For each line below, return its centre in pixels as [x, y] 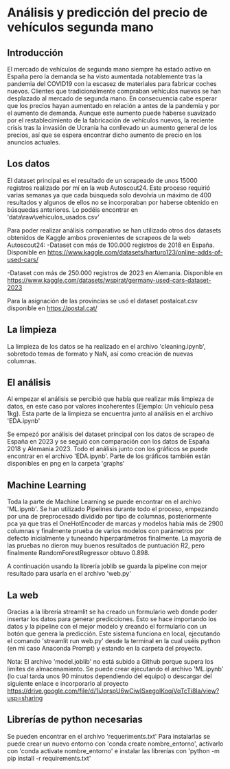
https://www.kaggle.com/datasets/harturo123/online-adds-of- [135, 252]
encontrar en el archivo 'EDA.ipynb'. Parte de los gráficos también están [109, 456]
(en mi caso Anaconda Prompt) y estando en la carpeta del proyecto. [105, 649]
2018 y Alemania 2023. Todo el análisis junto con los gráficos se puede [107, 449]
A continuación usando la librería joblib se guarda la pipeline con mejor [107, 566]
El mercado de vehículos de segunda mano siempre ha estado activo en [109, 69]
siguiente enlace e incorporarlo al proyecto [68, 684]
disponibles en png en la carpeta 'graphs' [66, 464]
